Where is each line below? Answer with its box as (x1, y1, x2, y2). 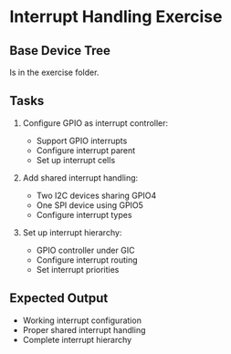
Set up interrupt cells (36, 154, 116, 165)
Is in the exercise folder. (9, 67, 100, 78)
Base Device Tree (9, 43, 111, 58)
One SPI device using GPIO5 (36, 199, 144, 211)
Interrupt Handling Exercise (9, 6, 223, 27)
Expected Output (9, 290, 109, 307)
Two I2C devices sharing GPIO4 (36, 190, 157, 201)
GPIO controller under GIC (36, 245, 135, 255)
